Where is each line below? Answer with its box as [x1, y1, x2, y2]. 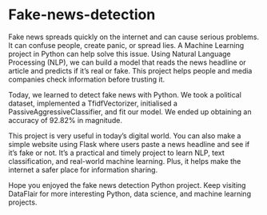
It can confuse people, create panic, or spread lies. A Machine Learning [8, 40, 245, 50]
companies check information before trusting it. [8, 74, 165, 84]
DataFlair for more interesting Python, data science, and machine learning [8, 189, 252, 198]
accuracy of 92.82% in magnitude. [8, 115, 122, 125]
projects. [8, 197, 38, 207]
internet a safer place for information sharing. [8, 165, 158, 174]
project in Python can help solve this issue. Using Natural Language [8, 49, 232, 58]
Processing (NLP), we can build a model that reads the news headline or [8, 58, 246, 67]
